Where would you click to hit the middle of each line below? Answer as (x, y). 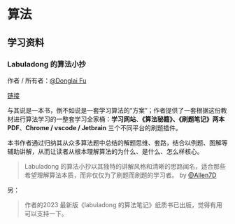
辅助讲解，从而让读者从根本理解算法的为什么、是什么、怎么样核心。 (105, 151)
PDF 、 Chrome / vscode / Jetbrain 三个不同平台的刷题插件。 (94, 127)
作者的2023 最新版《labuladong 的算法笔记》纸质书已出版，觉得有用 (123, 204)
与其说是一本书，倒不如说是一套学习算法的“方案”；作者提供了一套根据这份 (114, 110)
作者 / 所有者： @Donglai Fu (47, 80)
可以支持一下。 (46, 213)
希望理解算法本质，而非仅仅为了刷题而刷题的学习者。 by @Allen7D (120, 175)
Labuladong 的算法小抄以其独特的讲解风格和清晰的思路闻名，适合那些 (125, 166)
